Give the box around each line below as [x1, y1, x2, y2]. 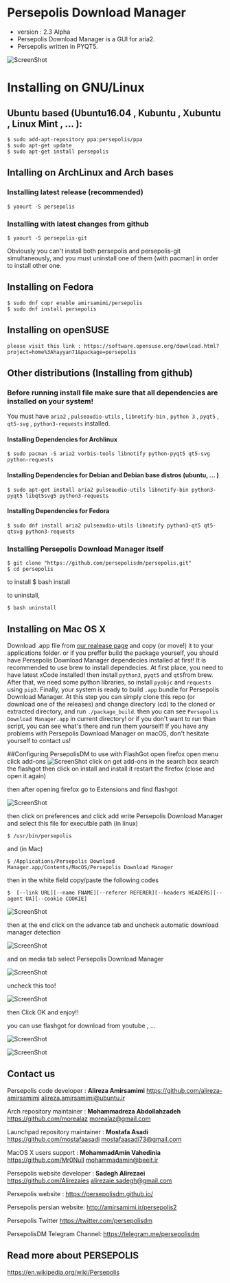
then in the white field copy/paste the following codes [7, 876, 159, 884]
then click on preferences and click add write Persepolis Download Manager [7, 811, 223, 820]
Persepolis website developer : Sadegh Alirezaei [7, 1169, 146, 1177]
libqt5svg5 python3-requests [25, 492, 109, 499]
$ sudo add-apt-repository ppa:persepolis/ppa [7, 136, 143, 143]
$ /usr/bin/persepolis [7, 832, 72, 839]
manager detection [7, 928, 61, 936]
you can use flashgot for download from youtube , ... [7, 1021, 156, 1030]
